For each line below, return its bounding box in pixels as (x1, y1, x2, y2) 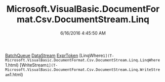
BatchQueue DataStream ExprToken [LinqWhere (5, 53, 103, 58)
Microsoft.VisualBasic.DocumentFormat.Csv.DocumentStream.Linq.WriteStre (5, 67, 161, 72)
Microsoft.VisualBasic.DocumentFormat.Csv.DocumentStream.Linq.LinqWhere (5, 57, 161, 62)
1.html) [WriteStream (5, 62, 47, 68)
